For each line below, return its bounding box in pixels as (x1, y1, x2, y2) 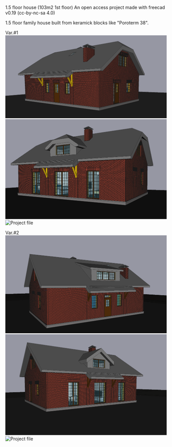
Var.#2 (5, 230, 19, 236)
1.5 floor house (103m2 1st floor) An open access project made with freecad (5, 5, 165, 10)
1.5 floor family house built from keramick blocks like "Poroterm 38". (5, 20, 149, 26)
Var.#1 (5, 30, 18, 35)
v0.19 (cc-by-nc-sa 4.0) (5, 10, 55, 16)
